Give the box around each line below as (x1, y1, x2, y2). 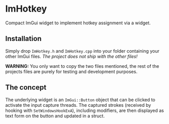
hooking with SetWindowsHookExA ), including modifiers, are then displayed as (5, 107, 164, 113)
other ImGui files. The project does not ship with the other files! (5, 53, 138, 59)
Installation (5, 34, 42, 43)
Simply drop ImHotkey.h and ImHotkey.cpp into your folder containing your (5, 48, 160, 54)
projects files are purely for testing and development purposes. (5, 68, 137, 74)
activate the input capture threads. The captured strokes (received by (5, 102, 151, 108)
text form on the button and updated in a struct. (5, 112, 105, 119)
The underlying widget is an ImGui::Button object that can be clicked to (5, 97, 156, 103)
